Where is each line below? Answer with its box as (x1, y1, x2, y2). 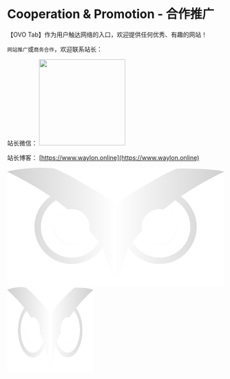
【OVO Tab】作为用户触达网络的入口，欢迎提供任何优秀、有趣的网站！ (7, 30, 208, 39)
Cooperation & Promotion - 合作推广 (7, 6, 215, 22)
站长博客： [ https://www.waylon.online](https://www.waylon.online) (7, 153, 200, 162)
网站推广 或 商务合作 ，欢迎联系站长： (7, 45, 103, 53)
